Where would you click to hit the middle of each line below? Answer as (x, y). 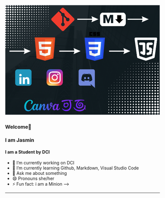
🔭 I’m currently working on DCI (43, 163)
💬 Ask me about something (40, 173)
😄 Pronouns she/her (33, 179)
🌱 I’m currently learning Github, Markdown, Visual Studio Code (75, 168)
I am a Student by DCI (27, 152)
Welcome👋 (18, 127)
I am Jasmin (20, 140)
